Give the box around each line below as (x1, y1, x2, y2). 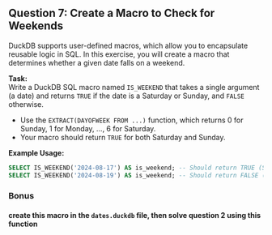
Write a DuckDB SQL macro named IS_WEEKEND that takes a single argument (8, 82, 260, 92)
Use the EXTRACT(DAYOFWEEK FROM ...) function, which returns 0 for (19, 115, 244, 125)
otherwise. (8, 99, 45, 109)
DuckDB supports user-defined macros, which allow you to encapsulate (8, 41, 249, 50)
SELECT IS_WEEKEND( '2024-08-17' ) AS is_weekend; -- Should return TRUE (8, 164, 255, 172)
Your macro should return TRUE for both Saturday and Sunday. (19, 132, 226, 142)
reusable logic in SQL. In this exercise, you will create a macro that (8, 49, 230, 59)
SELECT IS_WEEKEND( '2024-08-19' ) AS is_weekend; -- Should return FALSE (8, 171, 259, 179)
